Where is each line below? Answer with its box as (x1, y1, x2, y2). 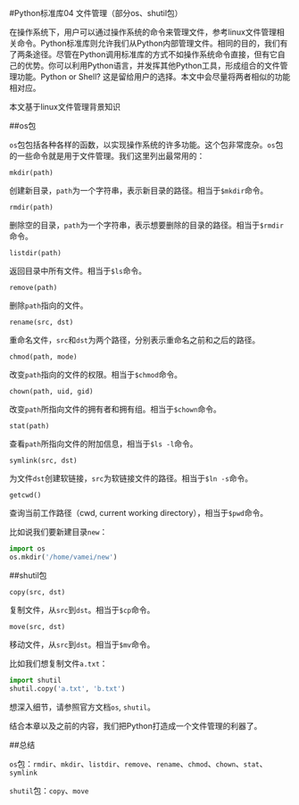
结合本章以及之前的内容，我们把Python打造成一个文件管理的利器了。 (9, 720, 262, 731)
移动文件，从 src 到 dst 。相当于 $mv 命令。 (9, 639, 155, 650)
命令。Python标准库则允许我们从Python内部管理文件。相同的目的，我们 (16, 38, 281, 48)
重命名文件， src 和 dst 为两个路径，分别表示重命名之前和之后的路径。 (9, 335, 261, 345)
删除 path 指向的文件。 (9, 300, 88, 311)
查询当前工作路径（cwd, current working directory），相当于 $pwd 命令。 (9, 508, 269, 518)
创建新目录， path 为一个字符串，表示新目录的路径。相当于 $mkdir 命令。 (9, 186, 269, 195)
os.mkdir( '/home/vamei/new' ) (9, 552, 118, 561)
